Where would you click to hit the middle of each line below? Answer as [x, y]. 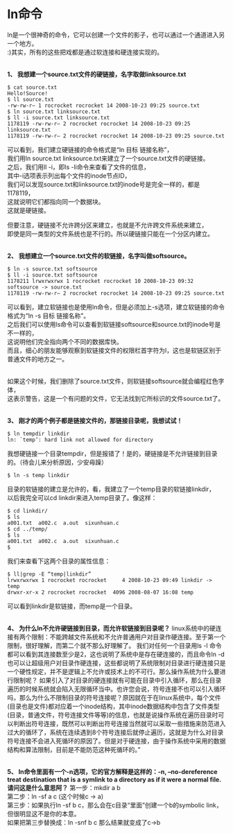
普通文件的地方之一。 [37, 359]
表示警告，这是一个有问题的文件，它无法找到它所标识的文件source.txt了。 [119, 398]
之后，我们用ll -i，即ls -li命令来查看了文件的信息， [79, 166]
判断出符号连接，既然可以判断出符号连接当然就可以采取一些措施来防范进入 [119, 723]
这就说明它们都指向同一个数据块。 [56, 201]
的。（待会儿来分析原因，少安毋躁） [57, 462]
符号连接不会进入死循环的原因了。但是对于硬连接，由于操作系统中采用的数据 [116, 741]
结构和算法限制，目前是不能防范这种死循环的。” [74, 749]
